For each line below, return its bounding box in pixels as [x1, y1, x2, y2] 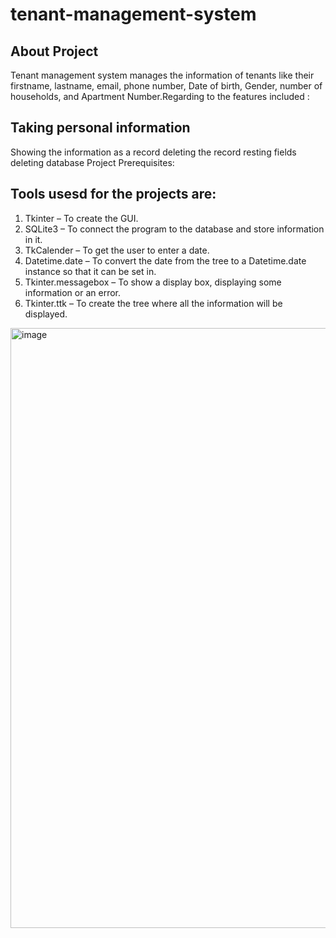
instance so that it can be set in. [24, 265, 157, 277]
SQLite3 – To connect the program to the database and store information [24, 223, 325, 235]
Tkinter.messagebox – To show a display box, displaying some [24, 276, 282, 288]
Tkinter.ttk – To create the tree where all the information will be [24, 297, 283, 309]
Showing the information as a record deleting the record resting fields [10, 146, 297, 158]
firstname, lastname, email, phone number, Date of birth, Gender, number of [10, 80, 323, 92]
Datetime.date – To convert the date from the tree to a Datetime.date [24, 254, 307, 267]
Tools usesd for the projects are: [10, 186, 217, 203]
